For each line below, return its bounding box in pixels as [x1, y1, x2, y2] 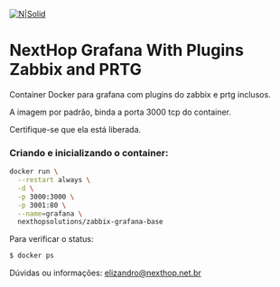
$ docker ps [9, 251, 54, 261]
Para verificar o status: [9, 234, 94, 245]
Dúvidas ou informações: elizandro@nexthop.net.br [9, 267, 201, 279]
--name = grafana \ [17, 208, 83, 218]
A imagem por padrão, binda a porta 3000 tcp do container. [9, 106, 232, 117]
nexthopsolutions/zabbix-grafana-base [17, 218, 164, 227]
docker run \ [9, 167, 59, 176]
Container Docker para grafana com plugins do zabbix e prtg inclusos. [9, 88, 271, 99]
